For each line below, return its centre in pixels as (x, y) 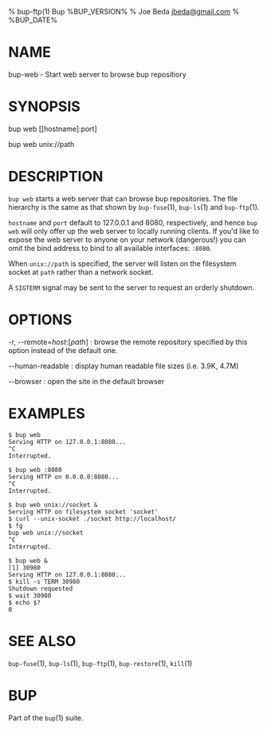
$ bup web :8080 (35, 470)
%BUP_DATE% (33, 20)
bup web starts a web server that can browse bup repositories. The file (123, 198)
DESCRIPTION (56, 177)
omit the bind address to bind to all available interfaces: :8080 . (110, 248)
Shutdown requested (41, 589)
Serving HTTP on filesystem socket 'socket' (83, 512)
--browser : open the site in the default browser (86, 381)
